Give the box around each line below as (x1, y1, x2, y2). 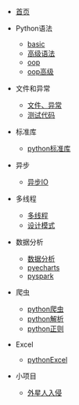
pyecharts (27, 263, 60, 272)
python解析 (27, 314, 64, 323)
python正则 (27, 324, 64, 333)
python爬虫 (27, 304, 64, 314)
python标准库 (27, 144, 71, 153)
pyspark (27, 271, 54, 281)
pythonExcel (27, 355, 68, 364)
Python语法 (15, 24, 53, 33)
